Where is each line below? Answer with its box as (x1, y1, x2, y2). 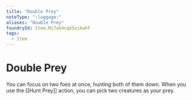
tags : (6, 31, 19, 36)
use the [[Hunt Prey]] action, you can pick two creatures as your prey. (6, 86, 175, 94)
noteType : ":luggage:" (6, 14, 62, 20)
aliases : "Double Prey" (6, 19, 65, 25)
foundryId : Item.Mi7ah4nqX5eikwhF (6, 25, 91, 31)
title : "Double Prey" (6, 8, 59, 15)
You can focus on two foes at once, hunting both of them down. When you (6, 81, 186, 88)
